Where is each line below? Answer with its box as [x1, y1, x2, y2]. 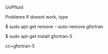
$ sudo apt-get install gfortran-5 [5, 33, 73, 39]
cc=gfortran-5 [5, 43, 35, 49]
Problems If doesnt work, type [5, 14, 68, 19]
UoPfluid [5, 4, 24, 10]
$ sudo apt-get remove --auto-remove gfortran [5, 23, 103, 29]
